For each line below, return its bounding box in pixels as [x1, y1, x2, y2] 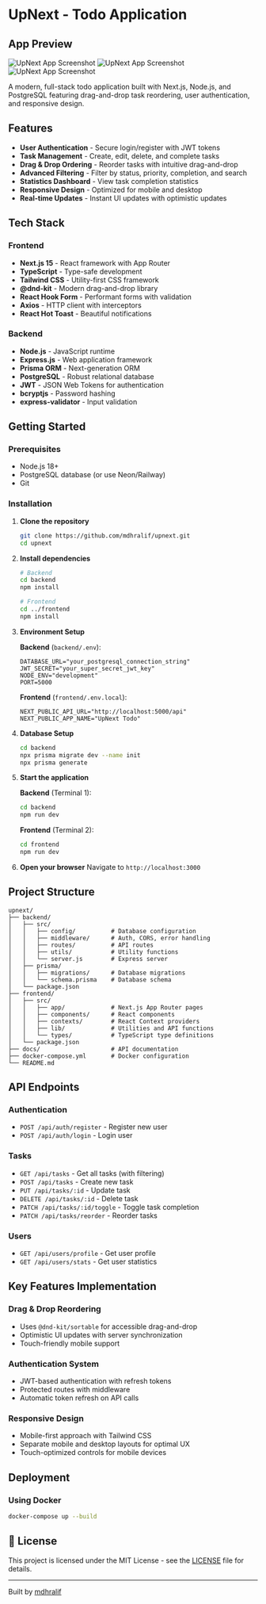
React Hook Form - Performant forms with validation [19, 292, 192, 301]
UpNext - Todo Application [8, 6, 188, 24]
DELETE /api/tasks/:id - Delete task [19, 1193, 139, 1203]
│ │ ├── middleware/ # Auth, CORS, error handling [8, 934, 211, 942]
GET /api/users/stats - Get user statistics [19, 1257, 158, 1266]
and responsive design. [8, 99, 85, 108]
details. [8, 1564, 32, 1573]
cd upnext [19, 539, 53, 547]
